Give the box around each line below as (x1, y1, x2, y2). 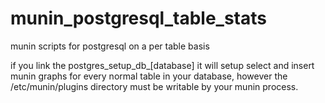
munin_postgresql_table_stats (10, 7, 267, 30)
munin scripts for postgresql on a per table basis (10, 40, 210, 52)
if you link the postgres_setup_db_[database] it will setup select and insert (10, 59, 315, 71)
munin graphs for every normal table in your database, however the (10, 70, 288, 82)
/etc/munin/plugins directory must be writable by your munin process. (10, 80, 299, 92)
